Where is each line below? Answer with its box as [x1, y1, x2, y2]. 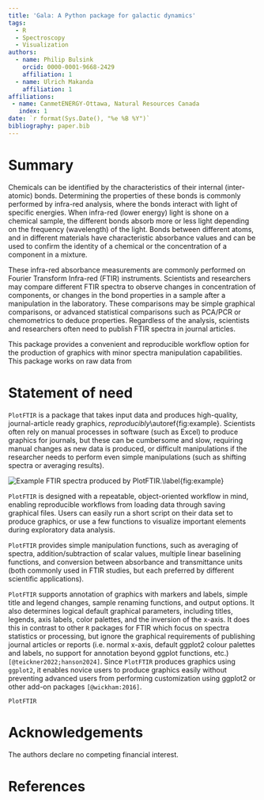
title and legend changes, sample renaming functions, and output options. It [8, 597, 255, 607]
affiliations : [8, 93, 55, 101]
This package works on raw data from [8, 356, 132, 365]
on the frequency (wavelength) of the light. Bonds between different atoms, [8, 224, 255, 234]
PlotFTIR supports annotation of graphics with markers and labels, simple [8, 589, 248, 599]
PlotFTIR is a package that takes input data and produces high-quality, [8, 410, 239, 420]
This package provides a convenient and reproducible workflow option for [8, 339, 250, 349]
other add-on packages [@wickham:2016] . [8, 682, 142, 691]
